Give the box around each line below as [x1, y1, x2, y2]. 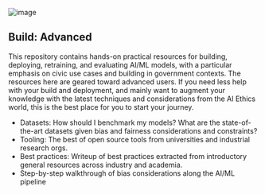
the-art [19, 126, 44, 135]
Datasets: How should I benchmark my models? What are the [19, 118, 220, 127]
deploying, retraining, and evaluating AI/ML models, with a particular [8, 60, 232, 69]
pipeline [19, 177, 46, 186]
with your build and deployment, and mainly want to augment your [8, 85, 225, 95]
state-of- [221, 118, 252, 127]
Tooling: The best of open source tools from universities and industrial [19, 134, 251, 144]
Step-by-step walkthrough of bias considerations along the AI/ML [19, 168, 236, 178]
